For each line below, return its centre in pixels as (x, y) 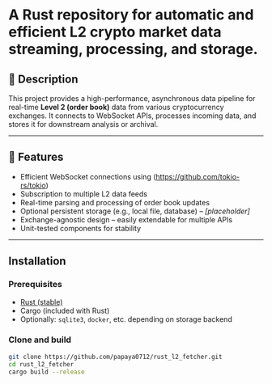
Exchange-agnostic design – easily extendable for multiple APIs (126, 219)
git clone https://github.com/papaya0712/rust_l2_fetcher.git (115, 357)
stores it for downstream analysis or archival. (83, 124)
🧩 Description (43, 79)
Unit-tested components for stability (81, 228)
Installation (37, 262)
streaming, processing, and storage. (133, 49)
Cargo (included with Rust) (65, 310)
